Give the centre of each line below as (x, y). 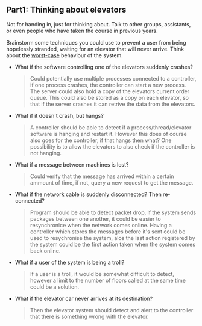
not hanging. (46, 153)
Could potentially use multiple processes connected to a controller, (113, 78)
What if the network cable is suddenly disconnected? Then (88, 194)
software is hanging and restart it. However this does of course (108, 134)
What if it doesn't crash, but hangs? (59, 115)
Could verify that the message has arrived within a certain (102, 176)
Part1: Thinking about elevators (66, 10)
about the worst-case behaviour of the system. (65, 55)
